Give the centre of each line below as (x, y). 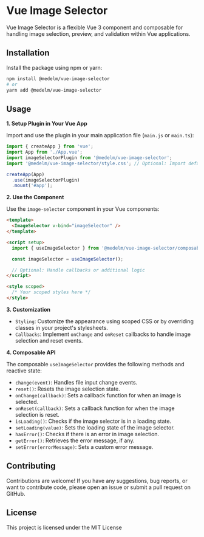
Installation (28, 53)
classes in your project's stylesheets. (61, 327)
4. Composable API (31, 352)
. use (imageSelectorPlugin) (46, 180)
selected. (27, 402)
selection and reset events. (49, 340)
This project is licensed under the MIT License (64, 527)
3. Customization (28, 309)
